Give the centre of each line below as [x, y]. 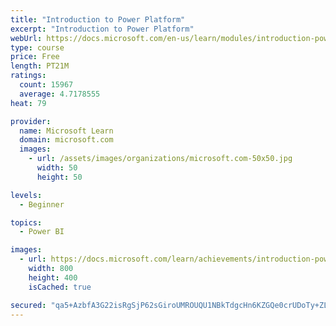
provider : [31, 121]
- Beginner [42, 204]
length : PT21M [40, 66]
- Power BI [42, 232]
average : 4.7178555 [60, 94]
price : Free [35, 57]
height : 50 [59, 177]
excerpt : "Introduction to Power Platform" [102, 29]
